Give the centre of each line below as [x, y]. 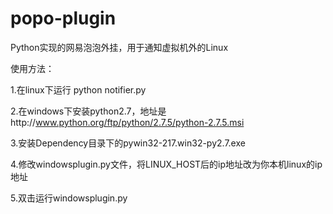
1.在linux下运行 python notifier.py [78, 89]
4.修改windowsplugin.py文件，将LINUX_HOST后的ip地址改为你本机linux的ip [166, 164]
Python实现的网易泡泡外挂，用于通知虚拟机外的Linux [119, 47]
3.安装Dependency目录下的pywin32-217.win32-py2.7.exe [128, 143]
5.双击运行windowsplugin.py [69, 198]
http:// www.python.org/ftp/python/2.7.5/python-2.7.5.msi [127, 122]
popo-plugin [63, 18]
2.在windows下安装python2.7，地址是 [88, 111]
